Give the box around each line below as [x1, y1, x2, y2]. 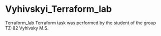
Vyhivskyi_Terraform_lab [5, 3, 112, 15]
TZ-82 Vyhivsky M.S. [5, 25, 49, 31]
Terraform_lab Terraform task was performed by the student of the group [5, 20, 156, 26]
